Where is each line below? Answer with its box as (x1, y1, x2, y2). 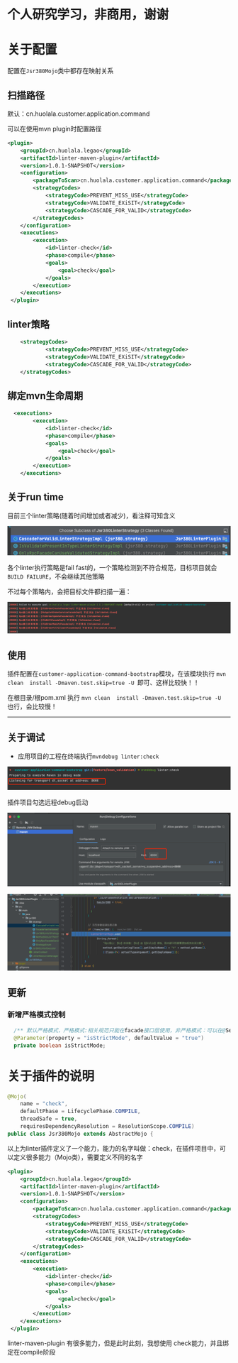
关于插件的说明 (7, 1068, 95, 1084)
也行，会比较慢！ (7, 702, 57, 711)
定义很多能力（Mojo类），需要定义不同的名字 (13, 1153, 143, 1161)
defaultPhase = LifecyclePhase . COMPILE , (20, 1108, 141, 1115)
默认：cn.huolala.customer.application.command (7, 109, 150, 118)
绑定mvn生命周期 (7, 390, 84, 402)
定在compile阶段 (7, 1348, 56, 1357)
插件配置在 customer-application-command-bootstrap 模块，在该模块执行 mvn (7, 669, 227, 678)
